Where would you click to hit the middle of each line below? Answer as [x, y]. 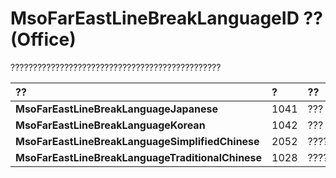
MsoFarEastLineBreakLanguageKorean [110, 125]
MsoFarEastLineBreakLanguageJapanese [117, 109]
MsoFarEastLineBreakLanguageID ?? [166, 18]
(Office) [43, 39]
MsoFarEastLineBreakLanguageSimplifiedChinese [137, 141]
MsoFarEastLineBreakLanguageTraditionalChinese [139, 157]
